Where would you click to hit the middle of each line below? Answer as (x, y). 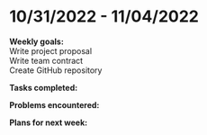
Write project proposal (51, 50)
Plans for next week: (49, 122)
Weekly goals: (37, 41)
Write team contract (46, 60)
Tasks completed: (44, 87)
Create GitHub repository (56, 70)
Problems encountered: (54, 104)
